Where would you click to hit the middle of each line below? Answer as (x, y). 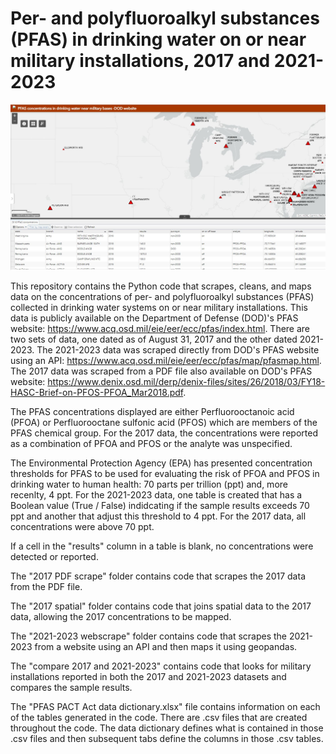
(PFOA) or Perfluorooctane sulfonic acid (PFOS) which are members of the (164, 423)
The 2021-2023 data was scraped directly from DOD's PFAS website (178, 350)
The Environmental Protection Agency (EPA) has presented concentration (161, 463)
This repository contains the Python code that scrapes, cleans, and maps (161, 286)
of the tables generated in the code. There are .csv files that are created (159, 718)
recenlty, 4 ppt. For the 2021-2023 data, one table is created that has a (156, 495)
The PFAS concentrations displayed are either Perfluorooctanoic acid (152, 412)
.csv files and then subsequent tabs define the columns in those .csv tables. (167, 739)
